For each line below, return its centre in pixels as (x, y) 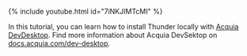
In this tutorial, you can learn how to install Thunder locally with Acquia (123, 26)
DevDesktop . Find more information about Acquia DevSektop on (113, 35)
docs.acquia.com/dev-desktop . (59, 43)
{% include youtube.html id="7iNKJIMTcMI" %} (85, 11)
